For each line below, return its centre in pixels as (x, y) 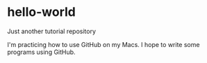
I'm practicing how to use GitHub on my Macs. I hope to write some (104, 44)
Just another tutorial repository (51, 31)
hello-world (42, 12)
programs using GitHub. (41, 52)
